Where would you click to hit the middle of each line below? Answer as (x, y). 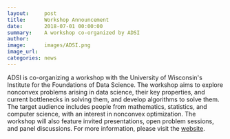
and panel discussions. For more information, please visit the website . (106, 128)
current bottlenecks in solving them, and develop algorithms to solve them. (113, 99)
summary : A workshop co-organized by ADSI (73, 33)
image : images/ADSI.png (49, 45)
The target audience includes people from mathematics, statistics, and (107, 106)
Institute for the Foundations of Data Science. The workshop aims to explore (115, 85)
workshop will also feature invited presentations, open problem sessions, (111, 121)
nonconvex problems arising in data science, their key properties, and (106, 92)
